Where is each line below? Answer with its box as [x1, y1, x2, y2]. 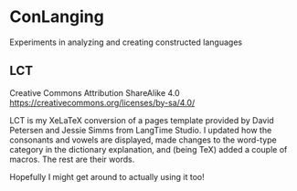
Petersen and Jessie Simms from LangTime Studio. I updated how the [9, 124, 272, 135]
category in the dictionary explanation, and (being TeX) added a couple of [9, 143, 288, 154]
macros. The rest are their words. [9, 154, 135, 164]
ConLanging [9, 6, 105, 27]
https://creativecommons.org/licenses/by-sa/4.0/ [9, 97, 196, 108]
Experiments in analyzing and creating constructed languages [9, 37, 243, 48]
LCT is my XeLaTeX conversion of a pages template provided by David [9, 114, 274, 125]
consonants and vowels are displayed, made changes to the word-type [9, 134, 277, 145]
